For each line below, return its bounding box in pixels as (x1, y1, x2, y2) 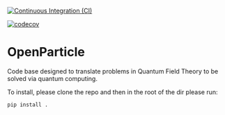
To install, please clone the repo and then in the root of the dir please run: (7, 87, 218, 96)
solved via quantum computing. (7, 74, 98, 82)
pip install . (7, 101, 49, 108)
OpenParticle (7, 44, 85, 60)
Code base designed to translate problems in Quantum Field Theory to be (7, 67, 219, 76)
